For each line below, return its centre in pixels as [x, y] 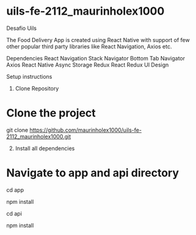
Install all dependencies [45, 148]
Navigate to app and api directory [93, 173]
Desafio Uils [22, 28]
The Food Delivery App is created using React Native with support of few [98, 40]
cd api [14, 213]
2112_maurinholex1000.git [39, 136]
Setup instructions [29, 76]
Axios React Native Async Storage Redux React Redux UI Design [88, 65]
